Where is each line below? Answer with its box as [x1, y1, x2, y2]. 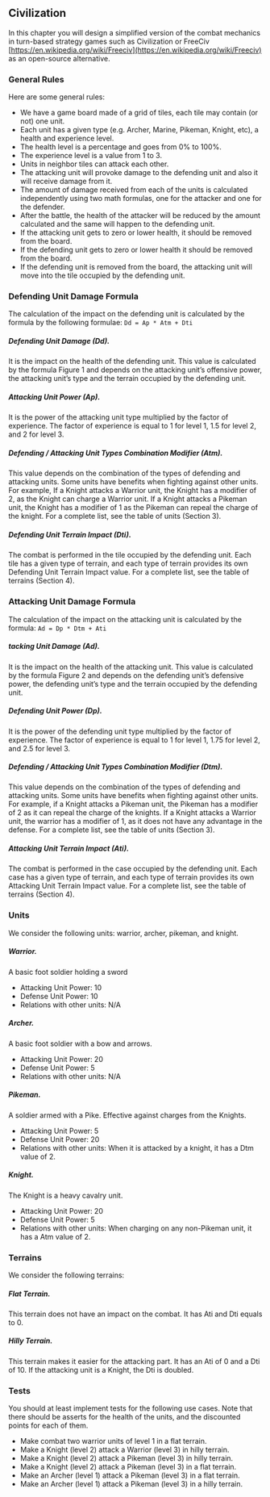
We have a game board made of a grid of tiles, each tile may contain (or [19, 108, 259, 118]
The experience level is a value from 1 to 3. [19, 151, 163, 161]
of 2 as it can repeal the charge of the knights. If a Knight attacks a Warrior [8, 808, 256, 817]
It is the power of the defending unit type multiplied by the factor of [8, 726, 232, 736]
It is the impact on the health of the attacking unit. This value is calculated [8, 662, 254, 671]
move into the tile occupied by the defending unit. [19, 270, 185, 281]
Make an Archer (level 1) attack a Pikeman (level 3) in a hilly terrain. [19, 1479, 243, 1489]
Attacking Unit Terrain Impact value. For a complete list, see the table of [8, 881, 247, 891]
